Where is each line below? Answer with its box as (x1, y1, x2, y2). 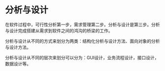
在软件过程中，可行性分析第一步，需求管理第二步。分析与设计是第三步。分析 (5, 22, 160, 27)
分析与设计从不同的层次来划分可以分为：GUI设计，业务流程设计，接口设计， (5, 54, 159, 60)
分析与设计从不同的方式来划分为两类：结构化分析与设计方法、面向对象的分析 (5, 38, 160, 44)
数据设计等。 (5, 61, 31, 67)
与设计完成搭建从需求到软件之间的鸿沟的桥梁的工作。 (5, 27, 113, 33)
